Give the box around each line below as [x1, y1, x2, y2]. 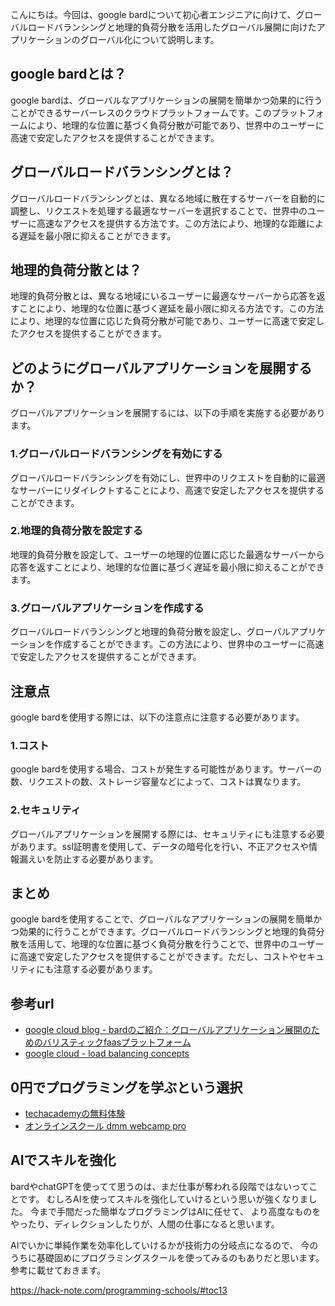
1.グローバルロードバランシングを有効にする [10, 447, 223, 461]
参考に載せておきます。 [10, 1264, 107, 1276]
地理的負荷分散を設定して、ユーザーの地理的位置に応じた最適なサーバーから [10, 548, 325, 560]
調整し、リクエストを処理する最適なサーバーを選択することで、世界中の [10, 204, 308, 217]
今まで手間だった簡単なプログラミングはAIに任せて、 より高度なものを [29, 1205, 322, 1217]
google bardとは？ [10, 66, 127, 83]
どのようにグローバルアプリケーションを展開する [10, 359, 313, 377]
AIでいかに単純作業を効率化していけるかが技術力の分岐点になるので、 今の [10, 1239, 319, 1251]
